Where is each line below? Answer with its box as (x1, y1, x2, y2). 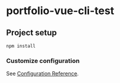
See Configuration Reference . (6, 70, 79, 77)
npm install (6, 43, 36, 49)
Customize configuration (6, 57, 80, 65)
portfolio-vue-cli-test (6, 4, 115, 18)
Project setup (6, 28, 58, 38)
